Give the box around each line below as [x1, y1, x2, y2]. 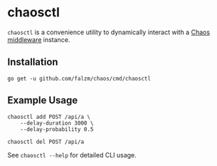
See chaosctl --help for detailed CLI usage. [7, 150, 137, 159]
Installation [7, 56, 58, 68]
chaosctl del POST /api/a [7, 138, 84, 145]
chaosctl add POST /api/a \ [7, 113, 91, 120]
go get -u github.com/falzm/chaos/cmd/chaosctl [7, 75, 152, 82]
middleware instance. [7, 35, 70, 43]
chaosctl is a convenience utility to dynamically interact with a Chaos [7, 28, 211, 36]
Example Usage [7, 94, 78, 107]
